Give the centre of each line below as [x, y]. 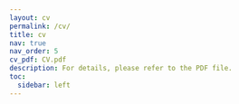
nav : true [28, 43]
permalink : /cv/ [40, 26]
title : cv [28, 34]
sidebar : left [44, 85]
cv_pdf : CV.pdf [38, 60]
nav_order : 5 [34, 52]
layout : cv [30, 18]
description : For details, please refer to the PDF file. [121, 69]
